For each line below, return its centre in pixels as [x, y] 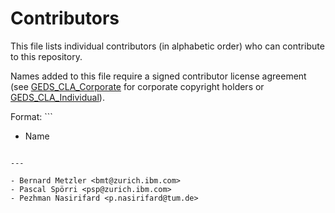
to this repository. [46, 56]
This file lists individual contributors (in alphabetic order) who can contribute [167, 46]
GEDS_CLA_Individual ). [57, 97]
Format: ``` [31, 116]
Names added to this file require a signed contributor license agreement [158, 76]
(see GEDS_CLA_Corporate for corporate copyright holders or [137, 86]
